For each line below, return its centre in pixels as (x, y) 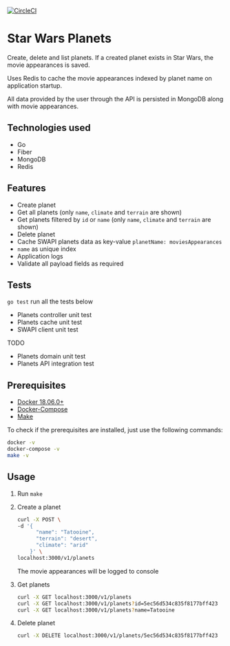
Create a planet (39, 507)
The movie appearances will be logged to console (88, 571)
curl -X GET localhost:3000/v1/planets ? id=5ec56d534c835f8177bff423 (117, 603)
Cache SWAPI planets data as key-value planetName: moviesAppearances (119, 241)
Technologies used (49, 128)
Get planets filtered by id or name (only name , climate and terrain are (114, 219)
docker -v (21, 443)
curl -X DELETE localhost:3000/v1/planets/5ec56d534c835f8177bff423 (117, 636)
